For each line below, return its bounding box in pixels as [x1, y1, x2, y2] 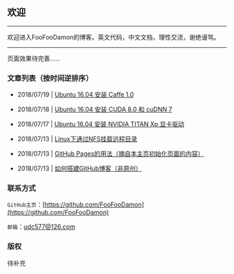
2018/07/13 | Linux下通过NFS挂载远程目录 [17, 135, 138, 143]
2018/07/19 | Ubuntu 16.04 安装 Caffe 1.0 [17, 90, 134, 99]
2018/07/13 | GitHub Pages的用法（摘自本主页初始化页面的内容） [17, 150, 204, 158]
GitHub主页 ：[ [7, 200, 45, 209]
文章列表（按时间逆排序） [7, 73, 93, 83]
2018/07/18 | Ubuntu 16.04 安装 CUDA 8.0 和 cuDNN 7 [17, 105, 173, 113]
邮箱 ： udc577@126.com [7, 223, 75, 231]
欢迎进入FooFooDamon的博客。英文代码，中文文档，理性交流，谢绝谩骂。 [7, 33, 220, 41]
